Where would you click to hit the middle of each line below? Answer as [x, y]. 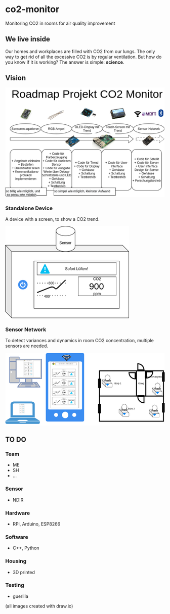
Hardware [18, 513]
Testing [15, 585]
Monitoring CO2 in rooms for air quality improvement [60, 23]
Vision [16, 78]
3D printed [24, 572]
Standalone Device [29, 208]
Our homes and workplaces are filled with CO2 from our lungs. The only [80, 51]
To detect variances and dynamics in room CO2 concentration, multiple [80, 341]
